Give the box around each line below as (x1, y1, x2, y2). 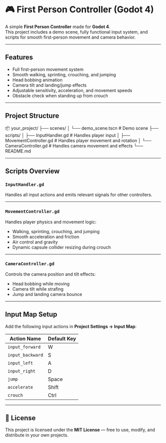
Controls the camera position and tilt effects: (5, 271, 96, 277)
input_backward (7, 352, 43, 358)
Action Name (9, 335, 41, 342)
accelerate (7, 384, 33, 390)
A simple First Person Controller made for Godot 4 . (5, 23, 111, 30)
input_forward (7, 344, 41, 349)
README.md (5, 148, 31, 154)
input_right (7, 368, 36, 374)
